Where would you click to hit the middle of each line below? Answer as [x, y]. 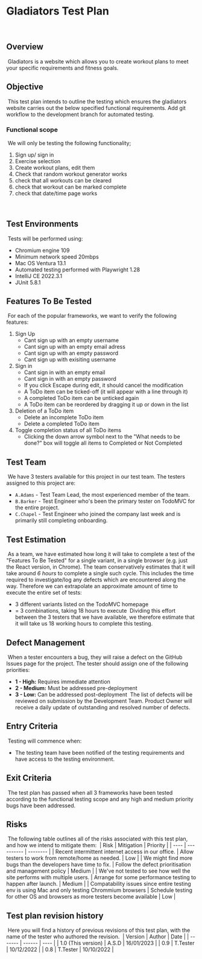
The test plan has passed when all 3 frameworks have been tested [90, 792]
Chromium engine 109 [42, 250]
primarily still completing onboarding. [61, 520]
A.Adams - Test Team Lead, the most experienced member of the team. [102, 495]
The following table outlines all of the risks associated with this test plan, [98, 839]
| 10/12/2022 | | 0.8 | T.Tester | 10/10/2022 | [60, 949]
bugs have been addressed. [41, 806]
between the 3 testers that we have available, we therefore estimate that [105, 617]
